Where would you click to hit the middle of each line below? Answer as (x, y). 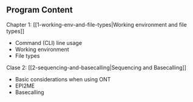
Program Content (39, 10)
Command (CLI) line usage (49, 42)
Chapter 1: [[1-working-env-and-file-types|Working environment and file (96, 24)
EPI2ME (25, 86)
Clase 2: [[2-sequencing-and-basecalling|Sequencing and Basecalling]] (96, 67)
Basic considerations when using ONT (63, 79)
